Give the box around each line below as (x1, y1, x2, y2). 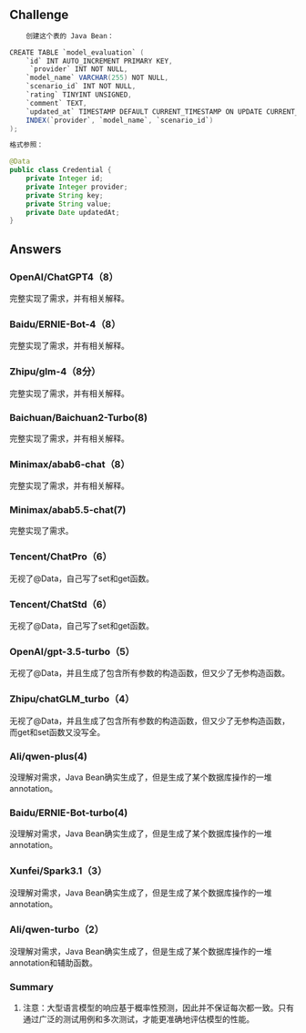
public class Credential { (9, 166, 112, 175)
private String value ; (25, 199, 112, 209)
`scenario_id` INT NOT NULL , (25, 82, 137, 91)
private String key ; (25, 190, 104, 199)
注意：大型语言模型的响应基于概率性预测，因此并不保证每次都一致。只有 (22, 1002, 294, 1014)
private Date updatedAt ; (25, 208, 120, 217)
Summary (9, 980, 55, 993)
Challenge (9, 7, 69, 23)
